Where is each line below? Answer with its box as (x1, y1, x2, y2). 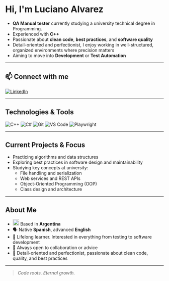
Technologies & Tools (5, 108, 74, 117)
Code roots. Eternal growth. (17, 270, 75, 276)
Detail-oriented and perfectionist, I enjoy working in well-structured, (12, 41, 154, 48)
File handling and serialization (20, 170, 82, 176)
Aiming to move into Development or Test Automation (12, 52, 126, 59)
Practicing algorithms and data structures (12, 154, 99, 160)
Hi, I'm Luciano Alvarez (5, 4, 104, 15)
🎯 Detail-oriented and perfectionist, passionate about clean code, (12, 250, 148, 256)
